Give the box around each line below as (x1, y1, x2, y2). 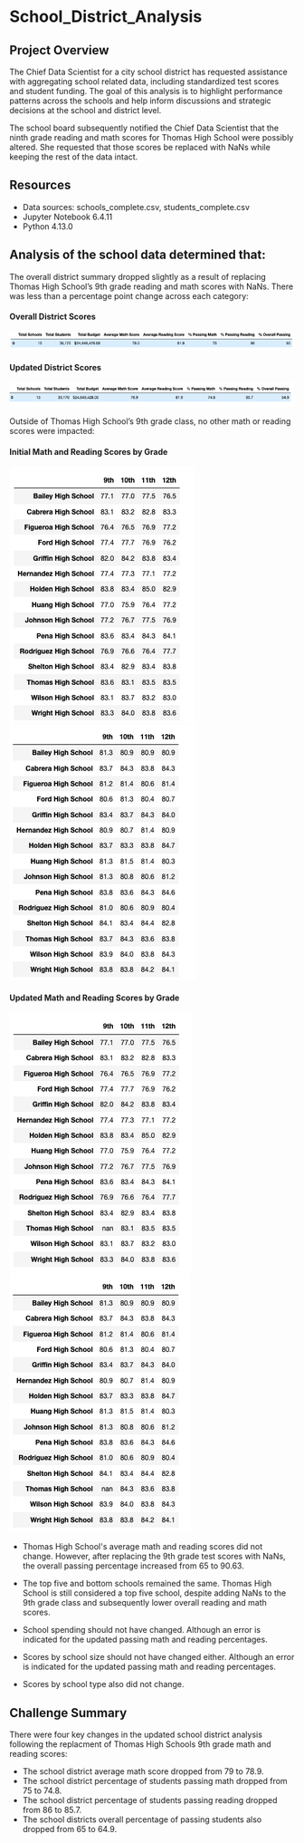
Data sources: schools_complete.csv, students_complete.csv (22, 201, 251, 212)
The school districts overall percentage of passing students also (22, 1814, 262, 1825)
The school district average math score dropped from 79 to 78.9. (22, 1766, 264, 1777)
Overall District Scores (9, 311, 97, 323)
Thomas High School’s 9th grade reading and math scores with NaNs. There (9, 281, 294, 292)
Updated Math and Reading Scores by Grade (9, 992, 180, 1003)
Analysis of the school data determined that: (9, 247, 266, 263)
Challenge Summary (9, 1705, 128, 1721)
